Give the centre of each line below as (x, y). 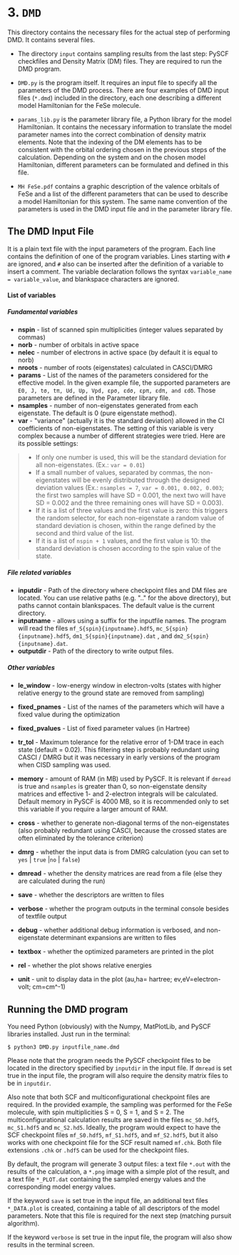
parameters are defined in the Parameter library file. (94, 398)
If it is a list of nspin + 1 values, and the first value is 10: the (123, 541)
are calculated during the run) (61, 881)
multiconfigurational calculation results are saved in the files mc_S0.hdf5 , (113, 1120)
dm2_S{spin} (191, 636)
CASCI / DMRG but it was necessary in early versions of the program (119, 757)
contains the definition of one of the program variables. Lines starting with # (119, 256)
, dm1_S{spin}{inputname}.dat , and (121, 636)
